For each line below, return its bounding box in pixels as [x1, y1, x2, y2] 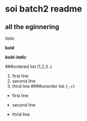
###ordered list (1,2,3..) [5, 64, 52, 69]
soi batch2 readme [5, 3, 83, 15]
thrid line [12, 111, 30, 117]
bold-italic [5, 54, 27, 60]
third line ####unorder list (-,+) [12, 83, 75, 89]
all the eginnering [5, 23, 59, 31]
